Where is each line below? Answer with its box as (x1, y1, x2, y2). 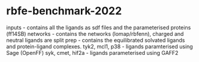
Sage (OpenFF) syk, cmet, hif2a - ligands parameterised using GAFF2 (6, 49, 179, 56)
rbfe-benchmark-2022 (6, 4, 122, 18)
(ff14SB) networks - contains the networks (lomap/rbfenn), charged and (6, 30, 184, 37)
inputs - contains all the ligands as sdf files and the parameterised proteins (6, 24, 191, 31)
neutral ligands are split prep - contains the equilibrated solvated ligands (6, 36, 185, 44)
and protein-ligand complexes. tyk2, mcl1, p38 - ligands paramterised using (6, 43, 193, 50)
